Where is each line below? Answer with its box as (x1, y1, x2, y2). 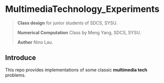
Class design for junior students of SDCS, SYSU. (17, 20, 118, 26)
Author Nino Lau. (17, 39, 53, 45)
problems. (5, 72, 26, 78)
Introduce (5, 54, 36, 62)
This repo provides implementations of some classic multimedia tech (5, 67, 148, 73)
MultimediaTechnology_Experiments (5, 3, 160, 15)
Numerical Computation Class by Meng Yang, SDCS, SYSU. (17, 29, 142, 35)
